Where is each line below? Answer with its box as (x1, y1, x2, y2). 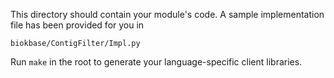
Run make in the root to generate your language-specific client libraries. (10, 56, 303, 68)
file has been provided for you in (10, 19, 145, 31)
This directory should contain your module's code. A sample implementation (10, 9, 325, 20)
